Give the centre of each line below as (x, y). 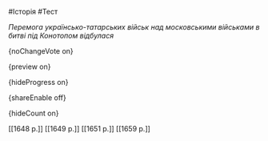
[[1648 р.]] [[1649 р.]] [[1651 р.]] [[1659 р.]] (79, 129)
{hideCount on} (34, 113)
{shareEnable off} (37, 98)
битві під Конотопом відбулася (61, 36)
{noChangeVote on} (41, 51)
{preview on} (30, 66)
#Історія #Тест (33, 12)
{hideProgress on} (38, 82)
